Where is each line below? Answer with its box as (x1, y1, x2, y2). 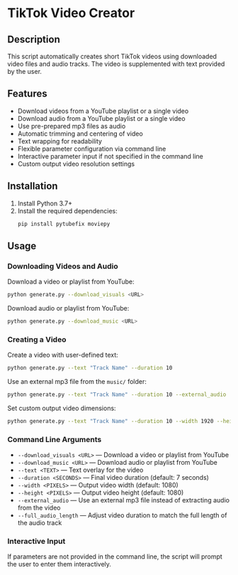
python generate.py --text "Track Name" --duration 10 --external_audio (7, 391, 227, 399)
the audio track (17, 519, 62, 527)
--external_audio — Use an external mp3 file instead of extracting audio (17, 496, 230, 505)
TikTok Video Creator (7, 5, 135, 21)
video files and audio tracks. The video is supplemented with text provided (7, 60, 225, 68)
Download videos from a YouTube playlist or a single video (17, 107, 189, 115)
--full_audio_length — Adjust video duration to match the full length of (17, 511, 227, 520)
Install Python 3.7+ (17, 199, 73, 208)
